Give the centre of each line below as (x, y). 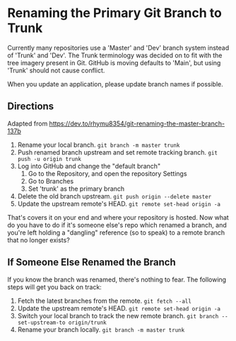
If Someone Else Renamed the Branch (92, 263)
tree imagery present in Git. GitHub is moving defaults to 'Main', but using (114, 62)
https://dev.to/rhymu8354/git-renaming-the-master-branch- (137, 123)
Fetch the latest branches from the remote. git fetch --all (105, 301)
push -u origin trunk (49, 159)
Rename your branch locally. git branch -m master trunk (101, 329)
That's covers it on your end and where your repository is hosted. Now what (118, 217)
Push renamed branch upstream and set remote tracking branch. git (117, 152)
